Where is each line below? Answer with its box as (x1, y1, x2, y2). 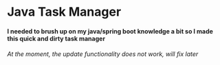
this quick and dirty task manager (7, 34, 105, 42)
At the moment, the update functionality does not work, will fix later (7, 50, 199, 58)
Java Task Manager (7, 4, 122, 20)
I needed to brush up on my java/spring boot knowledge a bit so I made (7, 27, 213, 35)
